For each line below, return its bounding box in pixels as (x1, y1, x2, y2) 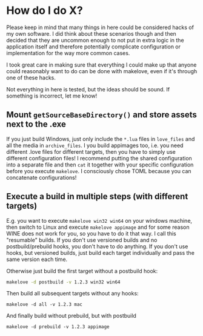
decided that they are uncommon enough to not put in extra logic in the (6, 36, 184, 44)
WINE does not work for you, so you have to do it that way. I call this (6, 229, 177, 237)
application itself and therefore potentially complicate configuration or (6, 43, 181, 50)
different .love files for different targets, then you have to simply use (6, 148, 176, 155)
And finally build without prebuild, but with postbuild (6, 312, 136, 320)
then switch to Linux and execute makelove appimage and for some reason (6, 223, 190, 231)
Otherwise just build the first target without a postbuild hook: (6, 267, 158, 274)
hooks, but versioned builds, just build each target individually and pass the (6, 249, 195, 256)
